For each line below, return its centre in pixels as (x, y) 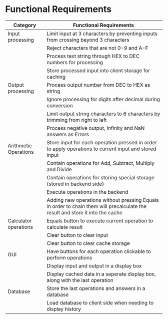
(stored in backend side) (75, 184)
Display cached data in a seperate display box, (101, 274)
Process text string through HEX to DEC (93, 56)
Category (25, 25)
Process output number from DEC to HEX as (98, 85)
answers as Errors (68, 134)
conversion (60, 105)
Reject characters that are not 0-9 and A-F (97, 48)
